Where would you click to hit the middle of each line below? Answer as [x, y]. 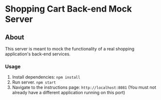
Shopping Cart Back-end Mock [69, 9]
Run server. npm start [34, 82]
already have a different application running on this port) [69, 93]
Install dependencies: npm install [46, 77]
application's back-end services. [38, 54]
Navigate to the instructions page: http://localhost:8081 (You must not [84, 87]
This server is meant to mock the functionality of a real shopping [70, 49]
